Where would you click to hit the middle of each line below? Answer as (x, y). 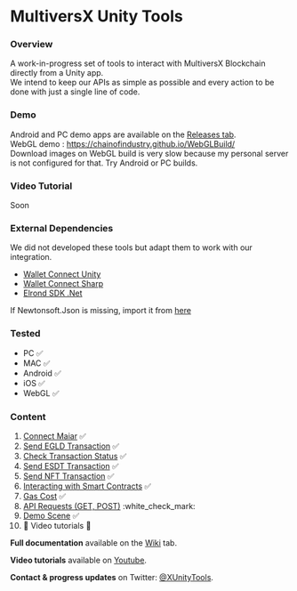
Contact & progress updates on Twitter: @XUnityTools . (112, 577)
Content (28, 417)
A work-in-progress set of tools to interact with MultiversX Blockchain (138, 63)
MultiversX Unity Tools (96, 16)
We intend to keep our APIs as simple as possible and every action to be (142, 83)
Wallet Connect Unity (62, 274)
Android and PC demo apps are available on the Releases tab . (123, 134)
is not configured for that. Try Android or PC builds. (104, 163)
